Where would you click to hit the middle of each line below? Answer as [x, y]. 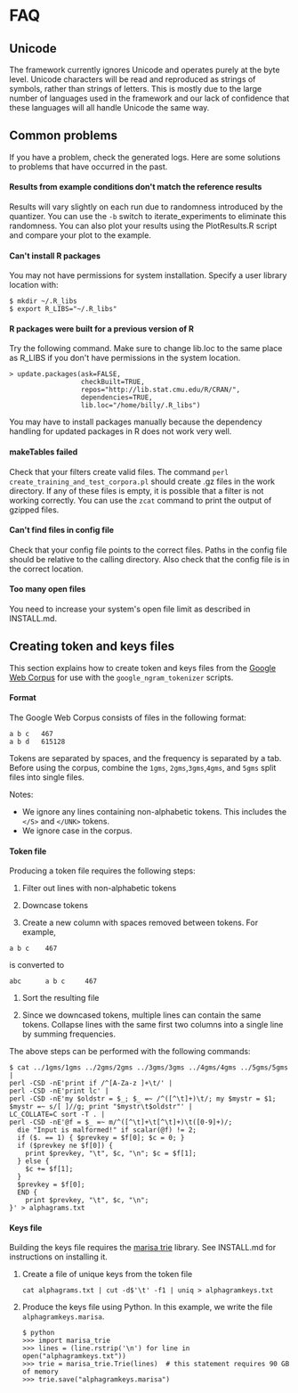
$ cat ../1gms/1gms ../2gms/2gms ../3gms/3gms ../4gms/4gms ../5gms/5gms [149, 1068]
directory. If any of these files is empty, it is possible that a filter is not [137, 490]
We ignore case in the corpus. [77, 831]
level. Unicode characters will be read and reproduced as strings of [133, 79]
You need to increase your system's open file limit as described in [130, 609]
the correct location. [47, 569]
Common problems [64, 136]
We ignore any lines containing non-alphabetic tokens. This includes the [154, 812]
